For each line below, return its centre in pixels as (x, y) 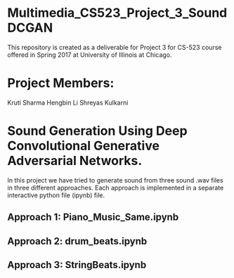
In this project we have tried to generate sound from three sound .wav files (115, 180)
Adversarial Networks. (75, 161)
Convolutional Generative (84, 146)
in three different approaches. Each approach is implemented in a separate (116, 187)
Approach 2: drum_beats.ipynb (77, 241)
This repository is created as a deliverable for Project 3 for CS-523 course (115, 47)
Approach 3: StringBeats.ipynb (77, 265)
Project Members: (61, 83)
